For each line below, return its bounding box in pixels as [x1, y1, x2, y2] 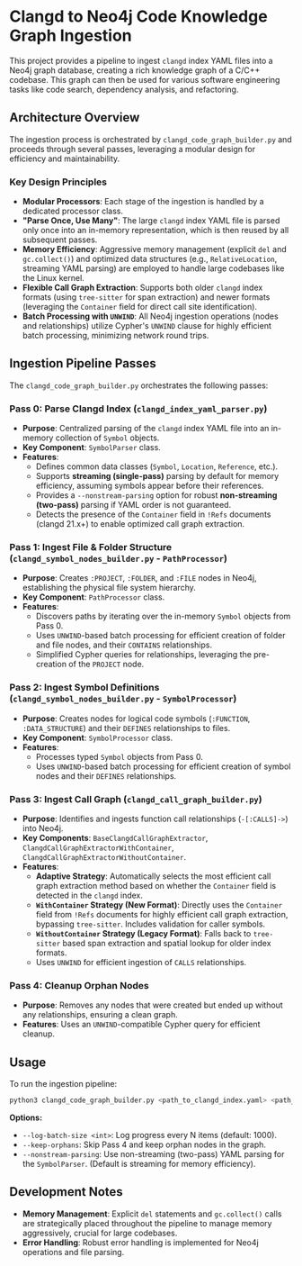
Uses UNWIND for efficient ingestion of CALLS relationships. [35, 957, 247, 968]
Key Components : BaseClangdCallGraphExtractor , [22, 833, 209, 844]
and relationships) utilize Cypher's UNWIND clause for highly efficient [22, 321, 272, 331]
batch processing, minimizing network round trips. [22, 330, 209, 341]
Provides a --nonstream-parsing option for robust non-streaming [35, 490, 278, 501]
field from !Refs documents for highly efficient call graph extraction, [35, 909, 289, 920]
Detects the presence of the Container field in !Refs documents [35, 509, 271, 520]
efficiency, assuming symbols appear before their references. [35, 480, 264, 492]
